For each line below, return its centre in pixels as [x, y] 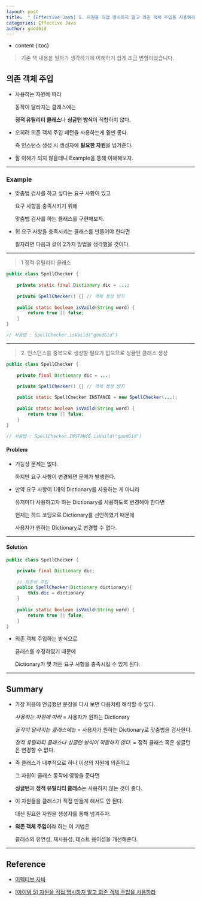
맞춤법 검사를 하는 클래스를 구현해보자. [60, 219]
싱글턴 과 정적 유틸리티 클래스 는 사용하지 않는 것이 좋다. [78, 788]
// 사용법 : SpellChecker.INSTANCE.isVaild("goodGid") [74, 436]
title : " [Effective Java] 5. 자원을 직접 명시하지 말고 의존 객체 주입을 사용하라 [101, 17]
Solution [17, 547]
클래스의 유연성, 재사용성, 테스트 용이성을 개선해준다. [76, 839]
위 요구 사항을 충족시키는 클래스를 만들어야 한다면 [72, 232]
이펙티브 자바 [30, 879]
